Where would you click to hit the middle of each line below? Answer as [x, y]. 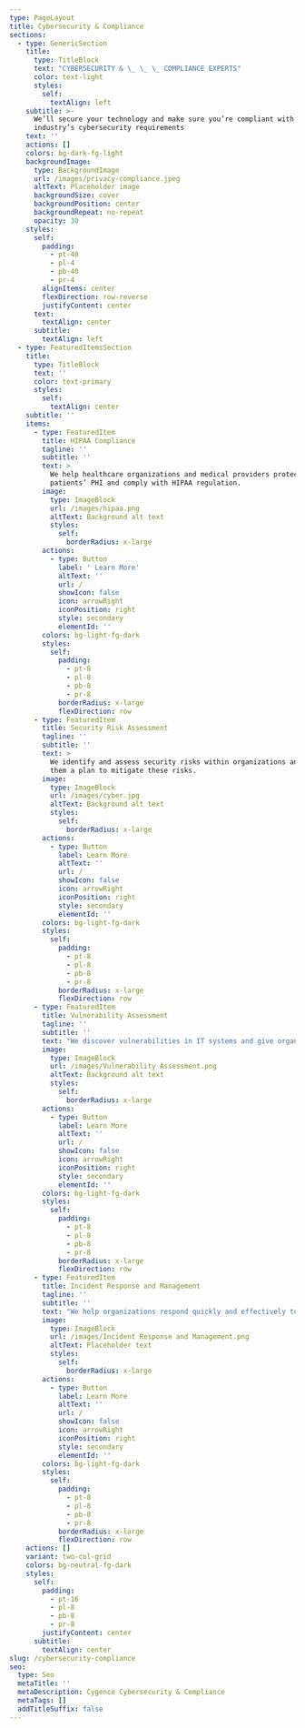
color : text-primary [72, 382]
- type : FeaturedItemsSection [74, 347]
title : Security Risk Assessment [105, 728]
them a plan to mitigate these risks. [123, 770]
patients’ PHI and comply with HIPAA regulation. [146, 483]
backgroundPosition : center [87, 204]
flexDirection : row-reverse [95, 296]
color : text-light [68, 77]
